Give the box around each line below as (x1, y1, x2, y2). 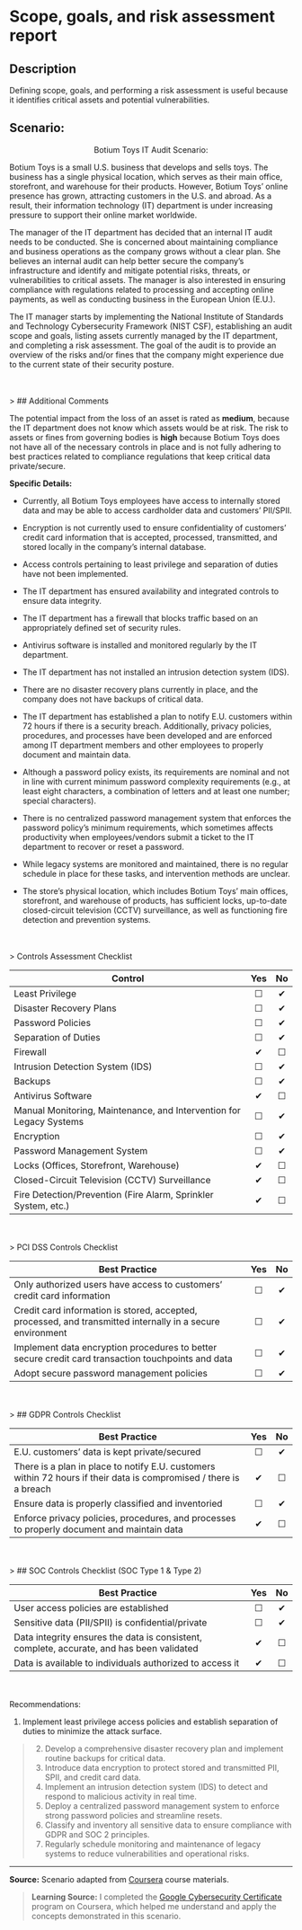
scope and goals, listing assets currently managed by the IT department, (9, 330, 279, 341)
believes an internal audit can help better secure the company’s (9, 255, 244, 266)
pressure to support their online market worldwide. (9, 209, 198, 220)
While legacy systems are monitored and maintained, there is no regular (22, 858, 289, 869)
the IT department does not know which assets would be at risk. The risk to (9, 422, 289, 433)
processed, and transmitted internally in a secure (13, 1315, 220, 1327)
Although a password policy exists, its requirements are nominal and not (22, 766, 289, 777)
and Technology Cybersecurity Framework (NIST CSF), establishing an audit (9, 321, 293, 332)
